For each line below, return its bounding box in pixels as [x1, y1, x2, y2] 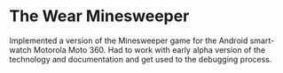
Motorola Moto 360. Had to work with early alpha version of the [33, 44, 266, 55]
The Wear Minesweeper [9, 6, 190, 26]
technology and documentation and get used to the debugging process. [9, 54, 272, 64]
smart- [249, 35, 275, 46]
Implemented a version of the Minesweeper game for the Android [9, 35, 248, 46]
